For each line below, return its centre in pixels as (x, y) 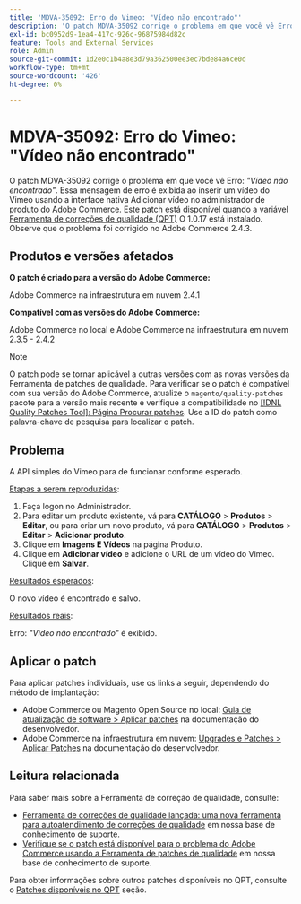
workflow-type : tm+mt (50, 68)
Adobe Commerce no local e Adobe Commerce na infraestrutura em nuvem (149, 330)
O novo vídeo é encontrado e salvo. (75, 598)
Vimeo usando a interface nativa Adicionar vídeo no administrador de (138, 199)
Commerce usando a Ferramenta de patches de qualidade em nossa (149, 853)
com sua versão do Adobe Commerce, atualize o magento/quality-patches (146, 393)
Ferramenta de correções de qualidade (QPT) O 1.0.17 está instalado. (136, 218)
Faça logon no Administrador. (77, 507)
